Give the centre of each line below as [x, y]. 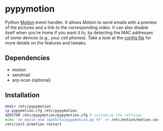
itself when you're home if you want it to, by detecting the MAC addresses [79, 32]
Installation [22, 95]
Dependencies [27, 58]
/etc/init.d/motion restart [33, 124]
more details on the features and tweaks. [46, 43]
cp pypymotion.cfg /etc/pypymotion [41, 111]
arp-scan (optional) [31, 80]
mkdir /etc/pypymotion [28, 106]
